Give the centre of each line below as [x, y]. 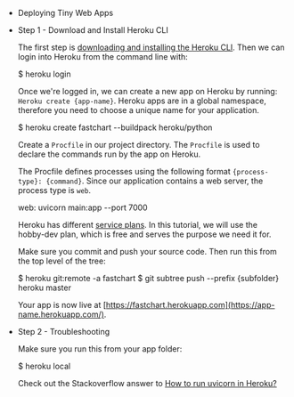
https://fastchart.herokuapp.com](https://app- [190, 305]
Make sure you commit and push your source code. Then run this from [147, 251]
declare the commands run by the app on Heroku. [109, 154]
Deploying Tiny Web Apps [65, 13]
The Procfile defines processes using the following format [124, 171]
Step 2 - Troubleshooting [64, 332]
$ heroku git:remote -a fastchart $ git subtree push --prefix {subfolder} [148, 278]
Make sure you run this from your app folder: [100, 349]
